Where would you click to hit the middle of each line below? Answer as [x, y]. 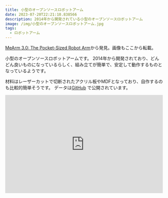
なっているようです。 [27, 71]
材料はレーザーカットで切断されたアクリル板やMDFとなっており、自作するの [84, 81]
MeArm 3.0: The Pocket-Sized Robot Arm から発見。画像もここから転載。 [81, 48]
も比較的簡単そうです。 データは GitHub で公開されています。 [68, 88]
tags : [11, 28]
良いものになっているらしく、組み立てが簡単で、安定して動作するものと [88, 65]
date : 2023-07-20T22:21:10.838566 [41, 14]
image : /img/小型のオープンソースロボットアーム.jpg [54, 24]
